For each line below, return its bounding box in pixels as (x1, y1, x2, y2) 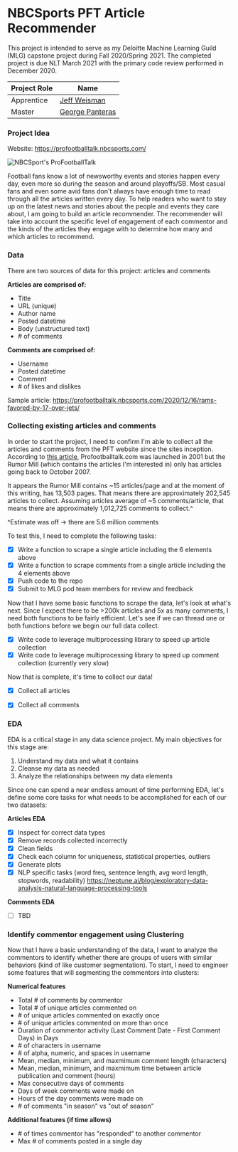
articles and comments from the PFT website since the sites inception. (7, 445, 214, 453)
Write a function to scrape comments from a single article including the (17, 561, 226, 569)
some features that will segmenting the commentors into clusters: (7, 968, 200, 977)
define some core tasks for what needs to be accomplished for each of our (7, 793, 227, 801)
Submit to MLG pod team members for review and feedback (17, 585, 193, 593)
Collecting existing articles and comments (7, 421, 156, 431)
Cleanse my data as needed (17, 763, 100, 773)
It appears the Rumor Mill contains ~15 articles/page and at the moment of (7, 481, 225, 490)
